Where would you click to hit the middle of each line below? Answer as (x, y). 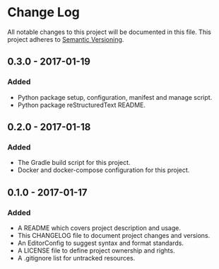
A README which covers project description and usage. (99, 228)
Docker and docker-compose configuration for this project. (103, 170)
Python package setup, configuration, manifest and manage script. (115, 97)
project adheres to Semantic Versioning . (66, 39)
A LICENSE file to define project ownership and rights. (96, 251)
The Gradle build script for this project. (74, 163)
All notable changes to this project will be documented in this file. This (109, 32)
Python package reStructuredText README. (82, 105)
